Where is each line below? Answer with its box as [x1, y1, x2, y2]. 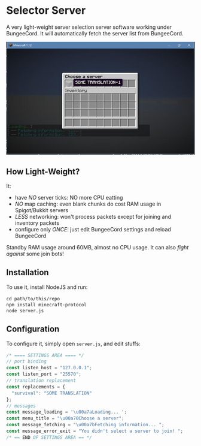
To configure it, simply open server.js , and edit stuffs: [6, 340, 141, 347]
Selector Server [6, 4, 86, 17]
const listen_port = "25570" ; [6, 371, 82, 378]
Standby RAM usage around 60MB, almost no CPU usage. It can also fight [6, 243, 189, 251]
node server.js [6, 308, 44, 314]
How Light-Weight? [6, 166, 80, 177]
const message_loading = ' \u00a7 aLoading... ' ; [6, 409, 127, 415]
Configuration [6, 324, 60, 334]
